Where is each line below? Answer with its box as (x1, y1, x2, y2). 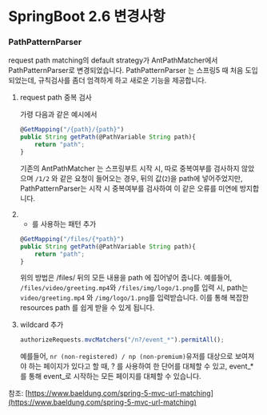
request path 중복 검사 (19, 93, 92, 103)
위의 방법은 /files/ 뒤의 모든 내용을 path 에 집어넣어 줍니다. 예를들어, (19, 273, 233, 283)
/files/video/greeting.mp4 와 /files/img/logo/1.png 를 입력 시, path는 (19, 283, 249, 292)
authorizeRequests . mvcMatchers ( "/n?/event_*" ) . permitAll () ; (19, 336, 225, 344)
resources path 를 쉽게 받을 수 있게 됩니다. (19, 303, 155, 312)
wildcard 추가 (19, 320, 64, 329)
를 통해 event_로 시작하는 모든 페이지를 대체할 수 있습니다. (19, 372, 201, 381)
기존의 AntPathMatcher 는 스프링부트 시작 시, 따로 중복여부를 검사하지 (19, 163, 240, 173)
